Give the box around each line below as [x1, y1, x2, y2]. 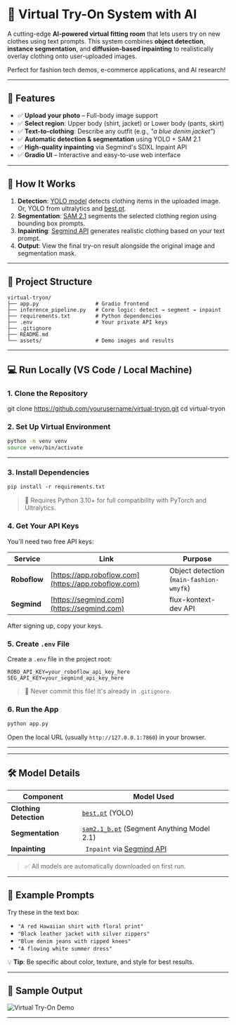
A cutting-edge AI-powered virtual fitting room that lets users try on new [7, 29, 221, 38]
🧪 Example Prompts [7, 890, 95, 901]
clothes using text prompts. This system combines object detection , [7, 37, 206, 45]
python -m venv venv [7, 438, 68, 445]
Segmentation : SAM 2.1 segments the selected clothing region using [17, 211, 217, 220]
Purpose [182, 554, 212, 564]
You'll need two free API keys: [7, 537, 94, 545]
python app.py [7, 720, 49, 727]
